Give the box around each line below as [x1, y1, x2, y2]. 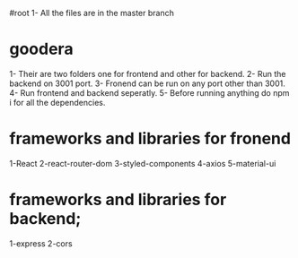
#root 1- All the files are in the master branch [9, 8, 175, 18]
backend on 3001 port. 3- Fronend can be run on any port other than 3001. [9, 78, 285, 89]
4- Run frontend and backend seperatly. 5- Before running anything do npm [9, 87, 290, 98]
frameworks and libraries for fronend [9, 129, 292, 149]
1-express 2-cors [9, 237, 74, 249]
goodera [9, 39, 74, 59]
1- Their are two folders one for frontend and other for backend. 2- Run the [9, 68, 286, 79]
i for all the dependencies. [9, 97, 106, 107]
